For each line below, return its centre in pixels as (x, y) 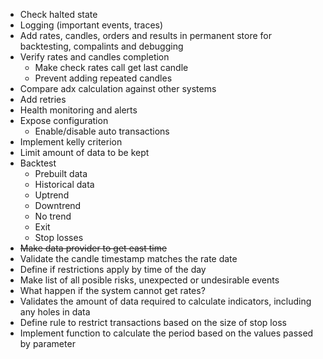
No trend (53, 216)
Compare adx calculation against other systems (118, 88)
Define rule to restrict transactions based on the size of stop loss (153, 322)
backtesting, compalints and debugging (101, 46)
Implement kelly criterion (71, 142)
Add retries (43, 99)
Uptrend (52, 195)
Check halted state (58, 14)
